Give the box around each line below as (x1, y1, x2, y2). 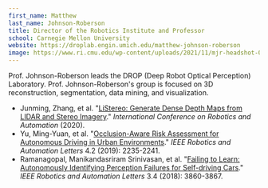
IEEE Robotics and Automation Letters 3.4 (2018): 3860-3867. (19, 171, 223, 181)
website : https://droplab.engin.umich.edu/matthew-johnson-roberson (8, 42, 241, 50)
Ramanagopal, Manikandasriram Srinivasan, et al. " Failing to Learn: (19, 154, 241, 164)
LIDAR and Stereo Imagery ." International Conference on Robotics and (19, 112, 251, 121)
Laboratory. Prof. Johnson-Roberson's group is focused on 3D (8, 79, 214, 89)
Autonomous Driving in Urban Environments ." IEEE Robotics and (19, 138, 231, 146)
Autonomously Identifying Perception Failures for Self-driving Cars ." (19, 163, 244, 172)
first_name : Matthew (8, 11, 77, 20)
